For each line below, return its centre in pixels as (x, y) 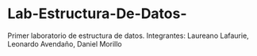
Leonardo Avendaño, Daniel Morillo (65, 43)
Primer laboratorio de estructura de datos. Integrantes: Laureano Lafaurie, (128, 35)
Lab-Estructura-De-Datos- (97, 14)
